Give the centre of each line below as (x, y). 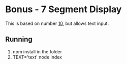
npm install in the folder (37, 51)
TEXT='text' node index (37, 57)
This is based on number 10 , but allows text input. (57, 23)
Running (19, 39)
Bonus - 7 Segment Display (63, 9)
